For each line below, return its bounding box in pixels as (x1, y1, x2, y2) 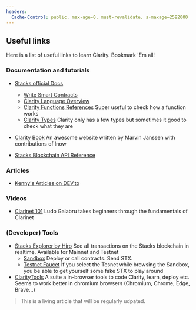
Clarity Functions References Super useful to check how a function (23, 104, 187, 111)
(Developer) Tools (6, 229, 59, 237)
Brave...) (14, 286, 35, 293)
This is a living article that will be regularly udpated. (20, 297, 146, 304)
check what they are (23, 122, 74, 130)
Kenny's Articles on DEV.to (14, 179, 79, 186)
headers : (6, 8, 28, 15)
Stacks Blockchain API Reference (14, 151, 96, 159)
